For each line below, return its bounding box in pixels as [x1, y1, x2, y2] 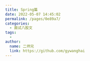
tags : [5, 30, 16, 35]
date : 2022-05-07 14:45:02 [5, 12, 61, 17]
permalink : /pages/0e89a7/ [5, 16, 61, 21]
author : [5, 39, 21, 44]
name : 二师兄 [9, 44, 34, 49]
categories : [5, 21, 30, 26]
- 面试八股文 [9, 26, 33, 30]
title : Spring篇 [5, 7, 38, 12]
